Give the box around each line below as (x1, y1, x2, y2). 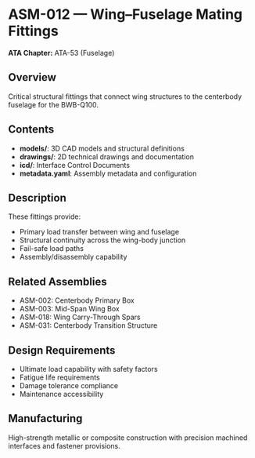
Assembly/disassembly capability (19, 253, 127, 262)
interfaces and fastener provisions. (8, 441, 121, 450)
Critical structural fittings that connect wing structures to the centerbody (8, 92, 242, 101)
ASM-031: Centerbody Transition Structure (19, 321, 158, 330)
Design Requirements (8, 343, 116, 357)
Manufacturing (8, 412, 83, 425)
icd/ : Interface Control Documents (19, 160, 131, 169)
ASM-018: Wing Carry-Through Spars (19, 312, 141, 322)
